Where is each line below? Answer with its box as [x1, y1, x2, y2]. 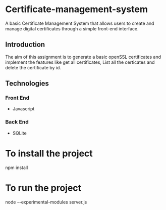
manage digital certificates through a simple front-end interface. [5, 25, 139, 31]
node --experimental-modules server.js [5, 199, 87, 205]
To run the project [5, 182, 82, 193]
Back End [5, 118, 29, 125]
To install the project [5, 148, 93, 159]
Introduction [5, 40, 45, 49]
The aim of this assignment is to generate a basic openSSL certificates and [5, 54, 161, 60]
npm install [5, 164, 28, 171]
